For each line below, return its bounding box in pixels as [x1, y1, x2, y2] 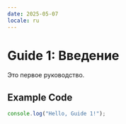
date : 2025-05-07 [7, 10, 59, 18]
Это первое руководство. [7, 71, 85, 79]
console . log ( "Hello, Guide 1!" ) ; [7, 111, 106, 118]
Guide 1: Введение [7, 47, 120, 64]
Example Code [7, 91, 73, 103]
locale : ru [7, 17, 40, 24]
